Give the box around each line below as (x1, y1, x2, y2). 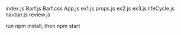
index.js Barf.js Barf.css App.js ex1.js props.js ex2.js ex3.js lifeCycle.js (5, 5, 175, 12)
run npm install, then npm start (5, 23, 80, 29)
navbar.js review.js (5, 11, 51, 18)
